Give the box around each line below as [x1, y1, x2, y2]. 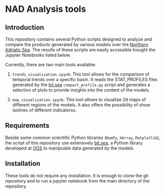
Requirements [5, 121, 49, 130]
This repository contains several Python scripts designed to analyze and [5, 36, 152, 42]
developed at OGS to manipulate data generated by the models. [5, 145, 135, 151]
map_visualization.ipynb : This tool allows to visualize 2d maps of [12, 97, 146, 102]
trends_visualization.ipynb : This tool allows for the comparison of [12, 71, 150, 77]
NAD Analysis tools [5, 3, 86, 15]
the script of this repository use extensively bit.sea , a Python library [5, 140, 143, 145]
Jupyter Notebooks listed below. [5, 52, 71, 58]
